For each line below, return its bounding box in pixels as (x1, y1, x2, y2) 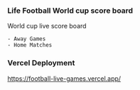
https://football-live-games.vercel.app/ (7, 74, 122, 83)
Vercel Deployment (7, 58, 75, 68)
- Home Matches (7, 42, 53, 49)
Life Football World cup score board (7, 6, 134, 16)
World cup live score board (7, 22, 87, 30)
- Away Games (7, 35, 46, 43)
